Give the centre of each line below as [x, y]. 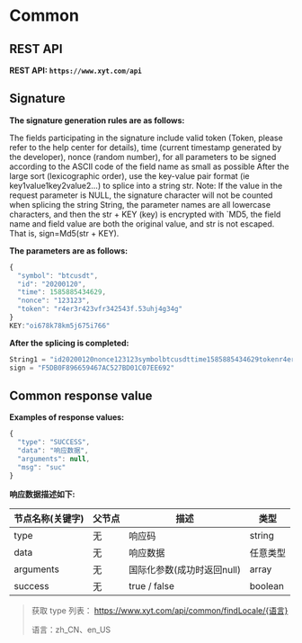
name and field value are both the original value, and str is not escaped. [142, 223]
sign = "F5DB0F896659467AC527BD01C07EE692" [92, 368]
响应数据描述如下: [42, 494]
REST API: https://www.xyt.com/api [75, 70]
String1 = [28, 359]
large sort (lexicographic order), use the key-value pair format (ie [129, 175]
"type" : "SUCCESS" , [54, 442]
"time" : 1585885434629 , [62, 292]
